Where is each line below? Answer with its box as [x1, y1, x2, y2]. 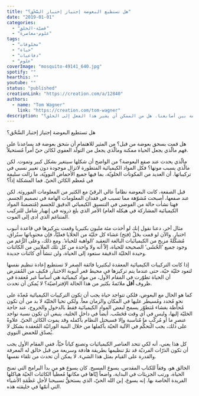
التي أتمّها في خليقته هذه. [6, 383, 61, 390]
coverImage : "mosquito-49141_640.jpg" [6, 63, 102, 70]
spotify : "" [6, 69, 36, 75]
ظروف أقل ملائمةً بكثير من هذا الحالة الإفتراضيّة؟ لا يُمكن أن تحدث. [6, 280, 152, 287]
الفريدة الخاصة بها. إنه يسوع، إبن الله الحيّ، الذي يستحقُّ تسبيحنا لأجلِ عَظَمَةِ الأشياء [6, 377, 187, 384]
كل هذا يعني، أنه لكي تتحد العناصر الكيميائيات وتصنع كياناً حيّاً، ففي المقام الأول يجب [6, 340, 187, 348]
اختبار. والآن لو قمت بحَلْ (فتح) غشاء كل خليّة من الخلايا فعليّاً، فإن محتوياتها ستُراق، [6, 231, 186, 238]
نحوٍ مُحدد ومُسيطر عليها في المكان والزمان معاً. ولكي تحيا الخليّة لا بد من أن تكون [6, 298, 184, 305]
